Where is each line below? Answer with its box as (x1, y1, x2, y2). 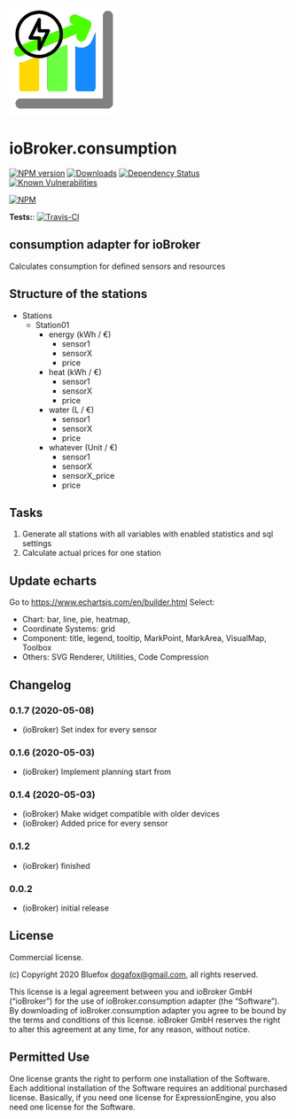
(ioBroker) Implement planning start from (21, 766, 171, 778)
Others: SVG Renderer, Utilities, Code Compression (21, 652, 209, 662)
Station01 (35, 319, 70, 330)
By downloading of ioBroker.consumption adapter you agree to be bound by (9, 1005, 286, 1015)
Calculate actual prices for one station (21, 548, 161, 559)
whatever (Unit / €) (48, 442, 118, 452)
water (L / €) (48, 404, 95, 415)
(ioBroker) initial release (21, 903, 109, 913)
